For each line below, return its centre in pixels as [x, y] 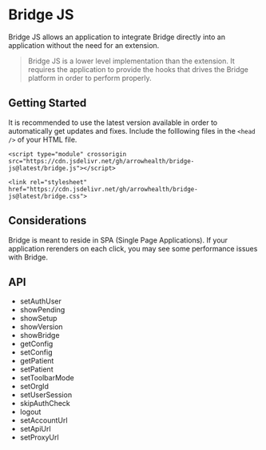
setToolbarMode [47, 378]
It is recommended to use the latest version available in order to [113, 123]
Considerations [48, 221]
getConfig [36, 344]
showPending [42, 310]
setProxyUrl [39, 437]
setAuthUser [40, 301]
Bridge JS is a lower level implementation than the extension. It [131, 61]
